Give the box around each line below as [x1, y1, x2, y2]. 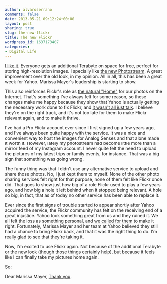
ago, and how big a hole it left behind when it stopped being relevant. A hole [5, 187, 162, 193]
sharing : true [5, 26, 35, 31]
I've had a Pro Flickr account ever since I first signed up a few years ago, [5, 124, 155, 130]
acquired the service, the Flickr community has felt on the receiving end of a [5, 207, 162, 213]
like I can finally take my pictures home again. [5, 254, 99, 260]
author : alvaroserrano [5, 7, 52, 12]
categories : [5, 44, 30, 49]
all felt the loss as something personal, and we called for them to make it [5, 218, 154, 224]
